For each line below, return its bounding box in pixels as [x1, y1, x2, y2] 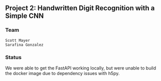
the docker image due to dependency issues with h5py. [5, 70, 120, 76]
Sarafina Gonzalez [5, 42, 44, 47]
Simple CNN [5, 12, 44, 20]
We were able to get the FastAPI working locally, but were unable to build [5, 65, 156, 71]
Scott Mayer [5, 38, 30, 43]
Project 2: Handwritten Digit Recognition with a [5, 4, 155, 12]
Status [5, 54, 22, 61]
